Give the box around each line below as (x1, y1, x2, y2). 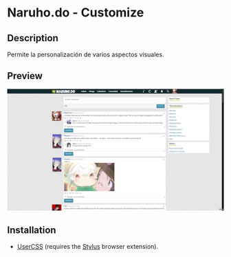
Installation (7, 224, 56, 236)
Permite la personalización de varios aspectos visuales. (7, 50, 164, 58)
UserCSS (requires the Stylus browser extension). (16, 243, 159, 251)
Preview (7, 70, 43, 82)
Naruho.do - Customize (7, 5, 144, 21)
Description (7, 32, 58, 44)
